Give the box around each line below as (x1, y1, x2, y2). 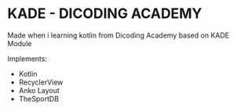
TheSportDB (18, 94, 60, 103)
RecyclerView (18, 77, 64, 87)
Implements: (7, 54, 48, 63)
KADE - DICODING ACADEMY (7, 5, 202, 23)
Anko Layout (18, 85, 60, 95)
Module (7, 38, 32, 48)
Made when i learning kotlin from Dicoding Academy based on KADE (7, 30, 229, 40)
